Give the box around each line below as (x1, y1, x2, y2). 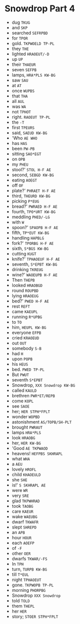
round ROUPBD (11, 288, 39, 293)
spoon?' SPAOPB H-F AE (11, 224, 59, 230)
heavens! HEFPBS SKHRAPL (11, 450, 63, 456)
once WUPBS (11, 88, 35, 94)
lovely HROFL (11, 466, 37, 472)
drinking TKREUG (11, 266, 43, 272)
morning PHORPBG (11, 587, 46, 593)
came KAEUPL (11, 308, 38, 314)
